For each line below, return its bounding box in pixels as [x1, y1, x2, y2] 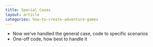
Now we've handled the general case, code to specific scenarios [12, 31, 148, 37]
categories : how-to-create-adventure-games [5, 17, 99, 22]
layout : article [5, 12, 40, 17]
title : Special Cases [5, 7, 51, 13]
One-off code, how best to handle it [12, 36, 88, 42]
